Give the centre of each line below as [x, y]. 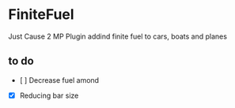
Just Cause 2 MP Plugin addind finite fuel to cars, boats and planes [118, 36]
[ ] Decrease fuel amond [59, 80]
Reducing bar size [49, 95]
